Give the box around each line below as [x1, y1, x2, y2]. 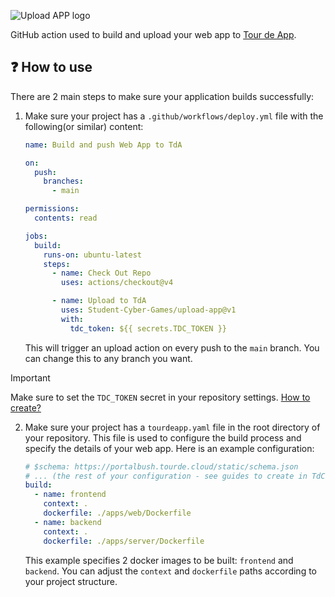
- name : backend [34, 517, 102, 527]
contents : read [34, 213, 98, 224]
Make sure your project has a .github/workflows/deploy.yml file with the [24, 110, 324, 122]
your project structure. [24, 575, 118, 587]
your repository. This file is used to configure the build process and [24, 431, 302, 444]
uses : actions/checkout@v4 [61, 278, 174, 288]
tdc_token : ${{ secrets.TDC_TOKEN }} [69, 323, 227, 334]
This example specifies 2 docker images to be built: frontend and [24, 554, 294, 566]
